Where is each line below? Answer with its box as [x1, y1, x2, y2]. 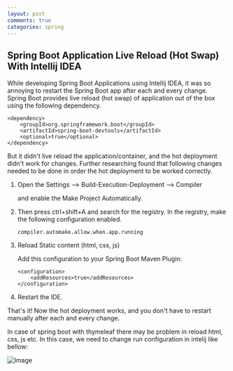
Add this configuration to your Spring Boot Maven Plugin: [17, 254, 182, 263]
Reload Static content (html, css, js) [17, 241, 120, 249]
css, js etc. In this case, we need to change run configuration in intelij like [7, 335, 218, 344]
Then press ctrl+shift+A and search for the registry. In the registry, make [17, 208, 227, 216]
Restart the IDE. [17, 293, 63, 301]
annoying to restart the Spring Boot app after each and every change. [7, 86, 208, 95]
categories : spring [7, 23, 64, 30]
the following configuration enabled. [17, 215, 122, 223]
